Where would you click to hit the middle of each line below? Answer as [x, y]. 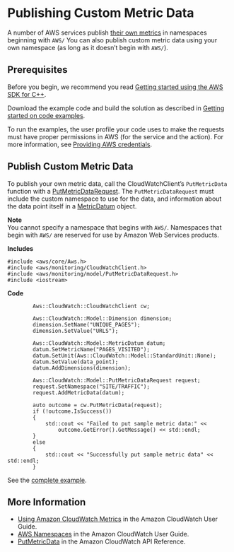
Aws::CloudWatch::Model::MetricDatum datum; [99, 343]
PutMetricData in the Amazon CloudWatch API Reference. [101, 541]
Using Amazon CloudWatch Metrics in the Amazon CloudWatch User [117, 519]
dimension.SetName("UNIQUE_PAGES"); [87, 324]
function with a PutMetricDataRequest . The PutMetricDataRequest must [111, 191]
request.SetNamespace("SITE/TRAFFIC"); [92, 387]
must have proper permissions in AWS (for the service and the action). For [116, 136]
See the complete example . [47, 480]
